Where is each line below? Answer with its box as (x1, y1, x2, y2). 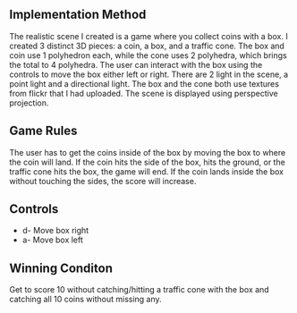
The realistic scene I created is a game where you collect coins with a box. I (9, 30, 288, 41)
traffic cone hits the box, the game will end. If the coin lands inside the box (9, 165, 284, 177)
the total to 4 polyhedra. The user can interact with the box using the (9, 59, 263, 70)
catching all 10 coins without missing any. (9, 294, 163, 305)
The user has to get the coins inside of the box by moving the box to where (9, 147, 286, 157)
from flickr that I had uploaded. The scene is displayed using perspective (9, 88, 279, 98)
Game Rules (9, 123, 78, 139)
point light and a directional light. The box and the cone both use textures (9, 78, 280, 89)
